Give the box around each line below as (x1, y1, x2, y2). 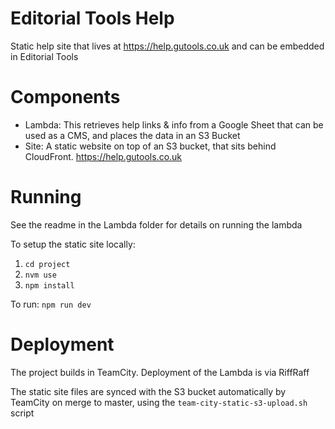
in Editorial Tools (10, 50, 79, 62)
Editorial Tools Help (10, 7, 175, 30)
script (10, 407, 35, 419)
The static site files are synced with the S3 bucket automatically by (10, 385, 287, 397)
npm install (24, 280, 75, 291)
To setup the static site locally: (10, 238, 136, 250)
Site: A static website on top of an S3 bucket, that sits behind (24, 140, 277, 152)
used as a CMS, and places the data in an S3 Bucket (24, 129, 241, 141)
